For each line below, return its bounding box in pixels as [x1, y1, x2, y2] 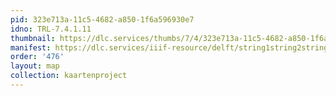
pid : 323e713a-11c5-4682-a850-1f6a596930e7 [10, 14, 195, 25]
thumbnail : [10, 33, 56, 43]
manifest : [10, 42, 52, 53]
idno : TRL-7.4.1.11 [10, 24, 92, 34]
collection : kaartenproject [10, 71, 128, 81]
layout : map [10, 61, 60, 71]
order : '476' [10, 52, 65, 62]
